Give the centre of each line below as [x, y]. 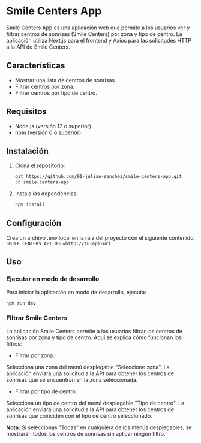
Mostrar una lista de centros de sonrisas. [65, 80]
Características [36, 66]
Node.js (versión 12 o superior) [53, 126]
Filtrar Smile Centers [37, 318]
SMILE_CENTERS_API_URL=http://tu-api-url [59, 243]
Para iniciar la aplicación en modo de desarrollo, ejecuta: [76, 292]
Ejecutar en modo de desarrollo [53, 279]
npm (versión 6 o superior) [48, 132]
